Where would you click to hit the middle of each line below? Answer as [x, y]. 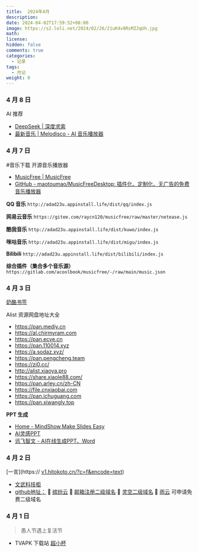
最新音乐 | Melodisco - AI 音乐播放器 [59, 134]
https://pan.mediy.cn [40, 327]
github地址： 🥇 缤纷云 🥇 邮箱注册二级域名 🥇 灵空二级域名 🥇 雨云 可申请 [101, 492]
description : [22, 17]
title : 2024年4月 [28, 12]
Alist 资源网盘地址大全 [33, 315]
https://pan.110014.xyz [42, 346]
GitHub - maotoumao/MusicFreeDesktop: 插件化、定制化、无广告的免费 [102, 184]
